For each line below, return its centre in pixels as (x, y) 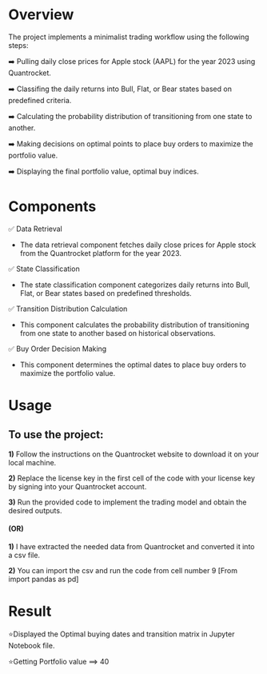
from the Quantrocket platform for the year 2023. (101, 253)
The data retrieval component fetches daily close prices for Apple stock (138, 245)
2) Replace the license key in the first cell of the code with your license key (132, 478)
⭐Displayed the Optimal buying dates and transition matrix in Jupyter (122, 634)
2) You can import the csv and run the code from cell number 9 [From (123, 571)
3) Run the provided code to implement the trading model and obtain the (128, 502)
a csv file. (24, 555)
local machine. (32, 462)
